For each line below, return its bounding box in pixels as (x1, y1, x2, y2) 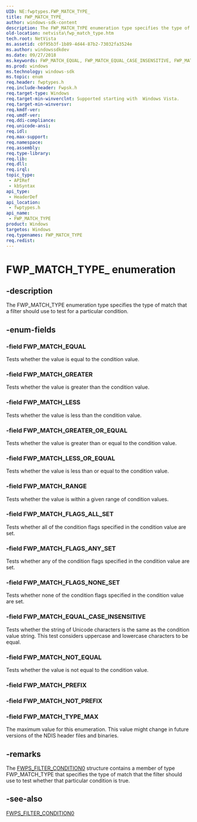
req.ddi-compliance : (6, 118, 57, 124)
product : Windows (6, 221, 49, 227)
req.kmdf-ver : (6, 107, 41, 113)
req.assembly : (6, 145, 41, 151)
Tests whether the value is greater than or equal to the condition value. (6, 439, 177, 446)
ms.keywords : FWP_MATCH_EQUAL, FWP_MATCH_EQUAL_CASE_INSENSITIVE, (6, 57, 172, 63)
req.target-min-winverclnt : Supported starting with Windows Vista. (6, 96, 180, 101)
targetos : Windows (6, 226, 51, 232)
